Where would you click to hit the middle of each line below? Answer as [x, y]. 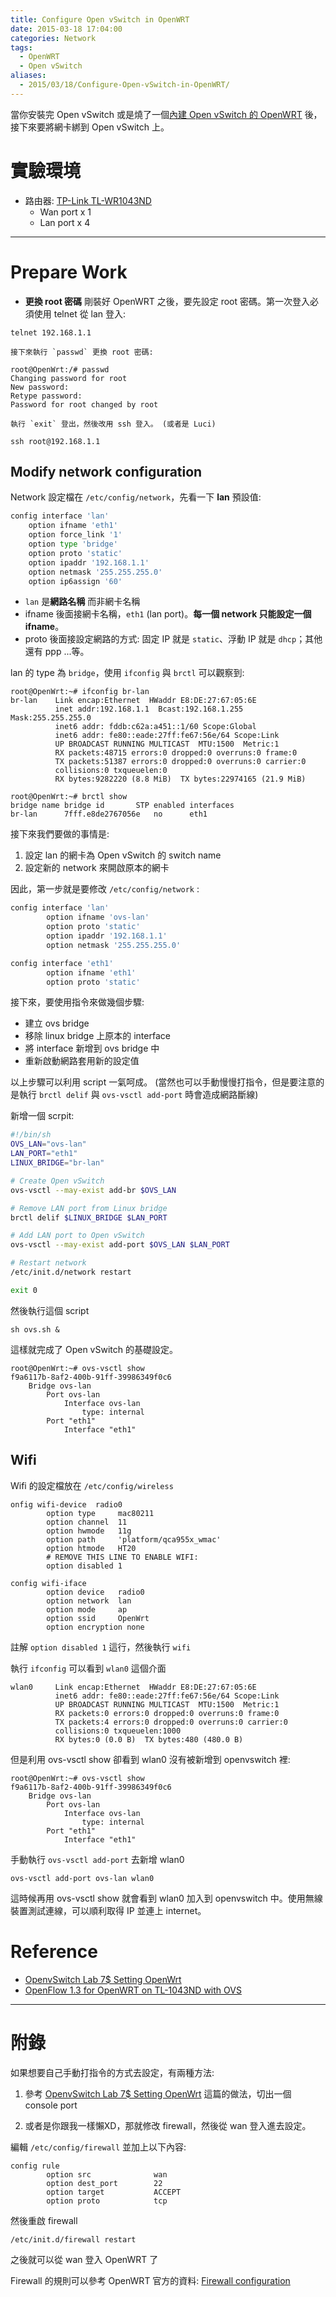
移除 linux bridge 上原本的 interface [97, 1036]
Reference [54, 1951]
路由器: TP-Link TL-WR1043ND [88, 200]
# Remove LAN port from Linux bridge [89, 1208]
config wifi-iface [48, 1583]
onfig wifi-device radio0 [66, 1504]
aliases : [28, 76]
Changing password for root [69, 378]
